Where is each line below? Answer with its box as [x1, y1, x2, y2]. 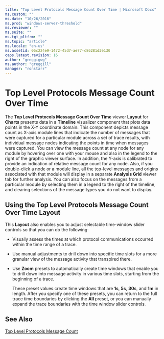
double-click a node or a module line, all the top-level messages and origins [5, 166, 158, 172]
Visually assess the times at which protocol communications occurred [12, 236, 154, 242]
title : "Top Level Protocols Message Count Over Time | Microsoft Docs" [5, 7, 157, 12]
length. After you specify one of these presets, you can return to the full [12, 291, 157, 296]
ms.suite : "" [5, 30, 32, 35]
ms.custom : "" [5, 12, 34, 17]
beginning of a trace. [12, 276, 55, 282]
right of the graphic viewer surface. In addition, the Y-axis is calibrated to [5, 155, 153, 161]
